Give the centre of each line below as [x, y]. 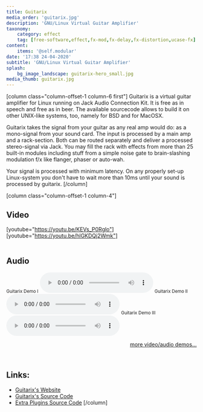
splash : [16, 68]
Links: [18, 375]
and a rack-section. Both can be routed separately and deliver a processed [99, 140]
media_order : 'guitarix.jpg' [43, 18]
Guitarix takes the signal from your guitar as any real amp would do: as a [96, 127]
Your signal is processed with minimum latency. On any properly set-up [95, 171]
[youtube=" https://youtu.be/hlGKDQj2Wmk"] [62, 236]
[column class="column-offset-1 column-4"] [61, 196]
